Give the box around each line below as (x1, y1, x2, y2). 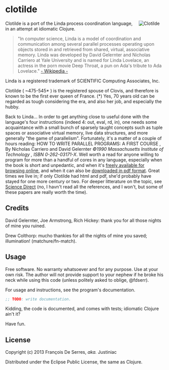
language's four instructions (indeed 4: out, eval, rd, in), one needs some (5, 119, 157, 125)
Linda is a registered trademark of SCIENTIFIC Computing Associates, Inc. (5, 78, 160, 84)
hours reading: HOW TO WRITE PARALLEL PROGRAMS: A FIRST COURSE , (5, 141, 161, 147)
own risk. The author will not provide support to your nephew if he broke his (5, 272, 163, 278)
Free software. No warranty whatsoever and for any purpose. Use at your (5, 266, 158, 272)
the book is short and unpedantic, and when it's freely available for (5, 162, 145, 168)
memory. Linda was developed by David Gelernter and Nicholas (17, 52, 151, 58)
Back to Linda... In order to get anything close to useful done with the (5, 113, 149, 120)
